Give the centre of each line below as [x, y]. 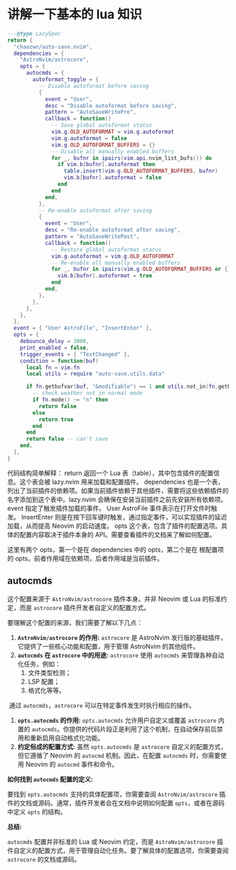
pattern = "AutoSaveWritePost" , [92, 237]
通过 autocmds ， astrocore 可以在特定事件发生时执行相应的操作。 [102, 705]
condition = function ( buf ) [59, 361]
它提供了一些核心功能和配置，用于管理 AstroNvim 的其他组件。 [108, 646]
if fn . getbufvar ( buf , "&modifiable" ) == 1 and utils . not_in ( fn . [122, 387]
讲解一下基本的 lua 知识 [75, 14]
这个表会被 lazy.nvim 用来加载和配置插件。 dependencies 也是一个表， [122, 481]
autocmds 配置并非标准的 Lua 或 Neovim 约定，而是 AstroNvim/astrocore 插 [115, 841]
